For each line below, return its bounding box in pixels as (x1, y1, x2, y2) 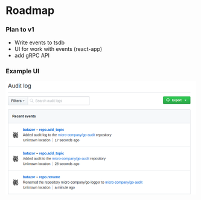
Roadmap (5, 4, 55, 18)
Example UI (5, 67, 40, 76)
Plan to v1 (5, 25, 34, 34)
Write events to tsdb (14, 39, 65, 46)
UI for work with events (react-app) (14, 45, 103, 53)
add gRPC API (14, 52, 49, 59)
